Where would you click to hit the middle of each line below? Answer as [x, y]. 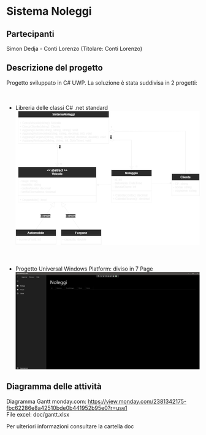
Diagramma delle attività [54, 387]
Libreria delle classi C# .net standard [62, 107]
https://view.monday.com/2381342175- [137, 401]
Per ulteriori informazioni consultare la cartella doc [70, 426]
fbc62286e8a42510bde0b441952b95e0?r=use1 [67, 408]
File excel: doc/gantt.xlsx [38, 414]
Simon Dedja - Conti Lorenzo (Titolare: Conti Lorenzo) [74, 48]
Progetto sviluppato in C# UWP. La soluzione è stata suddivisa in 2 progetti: [102, 83]
